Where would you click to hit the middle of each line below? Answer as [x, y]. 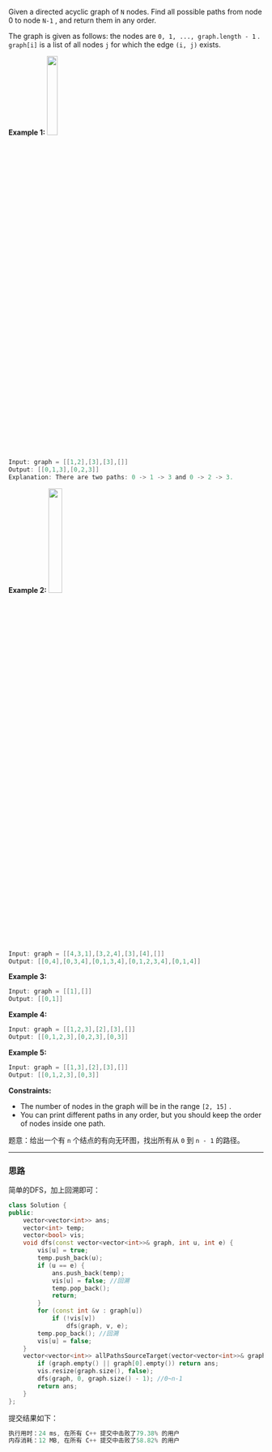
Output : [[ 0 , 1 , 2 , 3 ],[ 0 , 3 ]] [54, 1075]
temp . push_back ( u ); [70, 1258]
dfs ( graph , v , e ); [97, 1325]
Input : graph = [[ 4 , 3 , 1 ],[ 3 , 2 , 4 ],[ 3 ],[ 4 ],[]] [87, 954]
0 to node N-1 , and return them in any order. [82, 20]
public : [21, 1213]
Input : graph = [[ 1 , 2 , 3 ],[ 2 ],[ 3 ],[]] [72, 1029]
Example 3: [28, 977]
